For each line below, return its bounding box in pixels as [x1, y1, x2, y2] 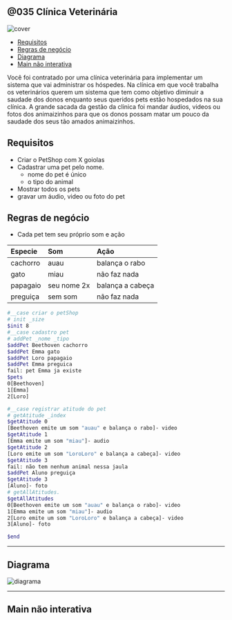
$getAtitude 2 [7, 443, 48, 451]
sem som [48, 292, 78, 301]
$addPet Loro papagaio [7, 354, 72, 361]
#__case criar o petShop [7, 310, 79, 317]
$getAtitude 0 [7, 418, 48, 426]
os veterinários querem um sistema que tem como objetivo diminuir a [7, 88, 204, 96]
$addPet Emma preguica [7, 361, 72, 368]
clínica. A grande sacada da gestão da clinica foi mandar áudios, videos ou [7, 102, 221, 110]
